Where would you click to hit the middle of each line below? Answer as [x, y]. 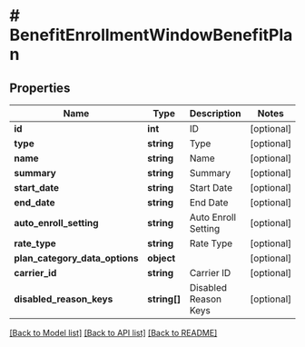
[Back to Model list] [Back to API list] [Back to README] [113, 333]
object [162, 258]
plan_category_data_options [76, 258]
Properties [40, 88]
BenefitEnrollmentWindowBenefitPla [151, 35]
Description [215, 113]
